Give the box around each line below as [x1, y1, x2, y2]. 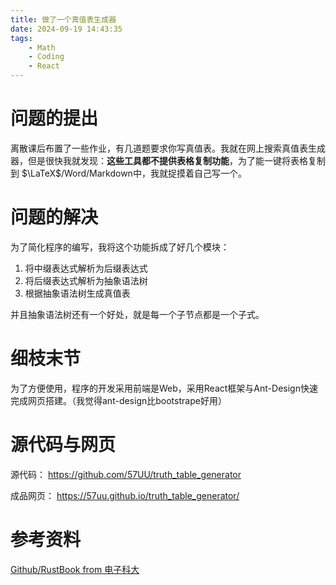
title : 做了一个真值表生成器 [10, 14, 117, 25]
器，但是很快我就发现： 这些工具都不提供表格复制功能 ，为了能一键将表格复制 [10, 154, 326, 166]
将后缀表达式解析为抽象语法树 [24, 274, 148, 286]
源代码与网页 [10, 434, 117, 456]
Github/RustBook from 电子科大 [10, 563, 140, 575]
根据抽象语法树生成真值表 [24, 287, 131, 299]
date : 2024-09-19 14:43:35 [10, 24, 123, 34]
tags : [10, 33, 33, 43]
